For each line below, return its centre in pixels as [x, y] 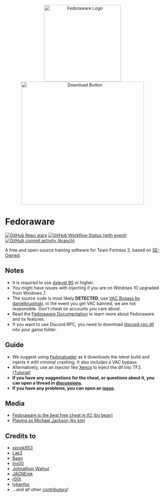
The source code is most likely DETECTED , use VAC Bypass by [76, 298]
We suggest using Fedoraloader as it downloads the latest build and [81, 357]
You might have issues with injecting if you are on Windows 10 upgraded [85, 288]
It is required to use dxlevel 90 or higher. [53, 282]
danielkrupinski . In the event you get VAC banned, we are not [74, 303]
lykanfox [21, 484]
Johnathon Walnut [31, 469]
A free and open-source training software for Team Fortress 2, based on [78, 250]
